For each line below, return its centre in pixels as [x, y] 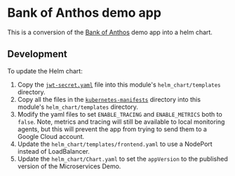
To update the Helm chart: [45, 71]
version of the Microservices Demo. [69, 166]
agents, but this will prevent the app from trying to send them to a [112, 129]
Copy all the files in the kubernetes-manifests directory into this [109, 99]
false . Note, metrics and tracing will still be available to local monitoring [121, 122]
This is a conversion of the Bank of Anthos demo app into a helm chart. [110, 32]
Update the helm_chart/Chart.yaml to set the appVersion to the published [122, 159]
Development [38, 54]
